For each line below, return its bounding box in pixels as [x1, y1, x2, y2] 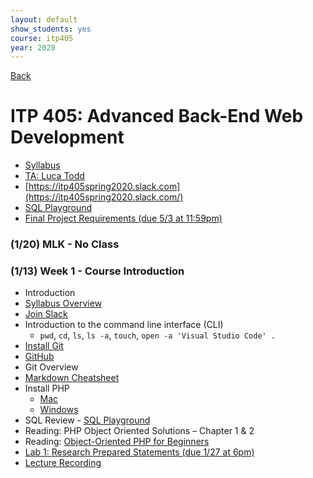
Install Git [24, 340, 64, 352]
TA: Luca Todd [24, 170, 85, 182]
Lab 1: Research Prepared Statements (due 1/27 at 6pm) [24, 446, 255, 458]
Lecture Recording [24, 457, 102, 469]
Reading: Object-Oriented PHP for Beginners [24, 436, 210, 448]
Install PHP [24, 382, 70, 395]
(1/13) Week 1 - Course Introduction [10, 264, 185, 278]
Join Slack [24, 308, 68, 320]
